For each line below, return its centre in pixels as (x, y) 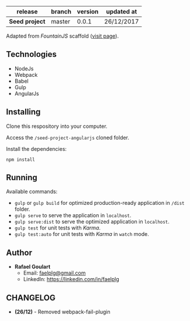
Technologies (32, 54)
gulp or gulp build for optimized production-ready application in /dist (100, 203)
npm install (20, 160)
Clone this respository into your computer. (57, 126)
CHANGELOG (31, 298)
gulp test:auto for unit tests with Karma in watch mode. (82, 234)
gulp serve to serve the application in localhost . (73, 215)
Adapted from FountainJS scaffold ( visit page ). (62, 36)
